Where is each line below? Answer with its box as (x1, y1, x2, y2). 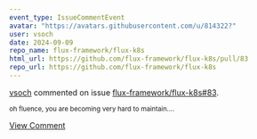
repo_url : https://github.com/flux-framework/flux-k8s (9, 63, 217, 72)
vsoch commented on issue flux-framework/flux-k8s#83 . (9, 86, 220, 98)
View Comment (9, 119, 66, 130)
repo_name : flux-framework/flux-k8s (9, 46, 145, 55)
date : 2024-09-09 (9, 37, 74, 47)
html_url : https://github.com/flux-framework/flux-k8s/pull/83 (9, 54, 249, 63)
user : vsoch (9, 29, 53, 38)
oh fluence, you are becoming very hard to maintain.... (9, 104, 175, 113)
